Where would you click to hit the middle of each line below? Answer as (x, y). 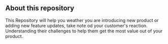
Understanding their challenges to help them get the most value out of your (84, 31)
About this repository (40, 8)
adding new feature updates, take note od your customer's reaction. (77, 25)
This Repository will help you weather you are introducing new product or (82, 20)
